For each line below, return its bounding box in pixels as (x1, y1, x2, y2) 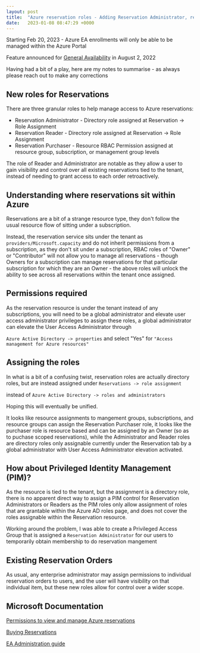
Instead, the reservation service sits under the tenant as (6, 233, 143, 240)
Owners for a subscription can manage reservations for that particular (6, 258, 178, 266)
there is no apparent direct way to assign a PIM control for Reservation (6, 495, 180, 502)
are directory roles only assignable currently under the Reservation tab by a (6, 439, 192, 446)
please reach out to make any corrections (6, 72, 108, 79)
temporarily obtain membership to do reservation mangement (6, 538, 157, 545)
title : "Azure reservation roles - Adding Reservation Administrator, (6, 14, 187, 20)
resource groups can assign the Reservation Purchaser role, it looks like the (6, 420, 192, 427)
